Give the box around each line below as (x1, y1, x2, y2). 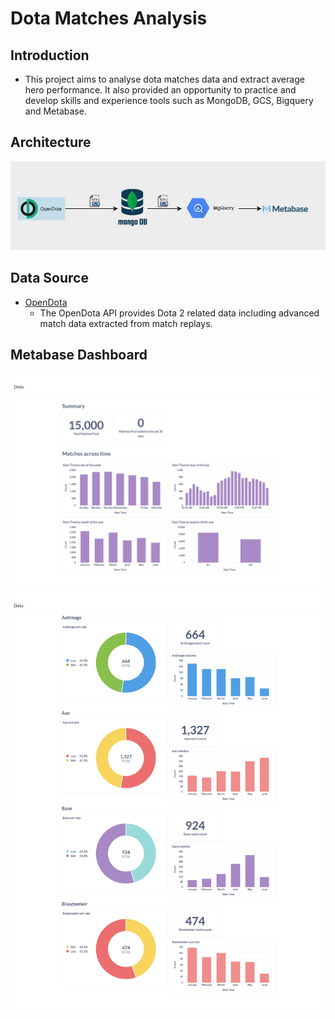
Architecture (10, 134, 92, 151)
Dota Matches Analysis (10, 7, 208, 30)
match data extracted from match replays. (39, 317, 213, 329)
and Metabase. (24, 105, 87, 117)
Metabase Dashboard (10, 347, 148, 364)
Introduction (10, 47, 90, 64)
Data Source (10, 270, 89, 287)
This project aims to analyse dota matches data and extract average (24, 73, 305, 85)
